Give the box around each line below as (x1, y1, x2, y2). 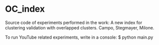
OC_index (5, 3, 45, 15)
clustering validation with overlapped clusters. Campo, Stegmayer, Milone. (5, 24, 155, 30)
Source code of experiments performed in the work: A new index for (5, 20, 142, 25)
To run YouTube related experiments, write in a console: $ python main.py (5, 34, 154, 40)
